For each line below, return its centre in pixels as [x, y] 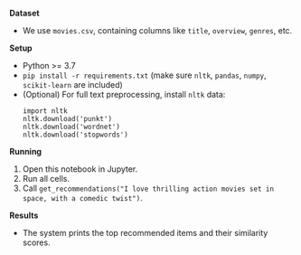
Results [24, 215]
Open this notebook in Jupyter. [80, 169]
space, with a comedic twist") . [82, 198]
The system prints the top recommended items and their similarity [145, 233]
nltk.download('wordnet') [71, 127]
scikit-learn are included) [73, 85]
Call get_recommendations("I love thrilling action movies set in [148, 188]
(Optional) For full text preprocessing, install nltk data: [124, 94]
